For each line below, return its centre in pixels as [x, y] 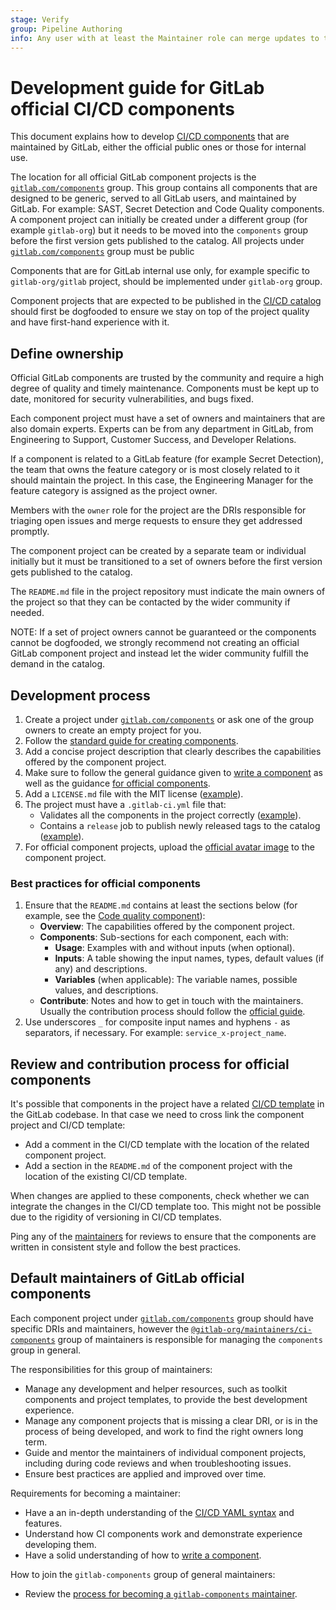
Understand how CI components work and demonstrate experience [163, 1533]
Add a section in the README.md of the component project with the [158, 1166]
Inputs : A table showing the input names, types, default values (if [189, 958]
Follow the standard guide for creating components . [131, 740]
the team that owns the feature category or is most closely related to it [155, 470]
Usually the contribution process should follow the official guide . [172, 1012]
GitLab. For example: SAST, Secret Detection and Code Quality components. [167, 209]
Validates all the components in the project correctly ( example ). [170, 815]
